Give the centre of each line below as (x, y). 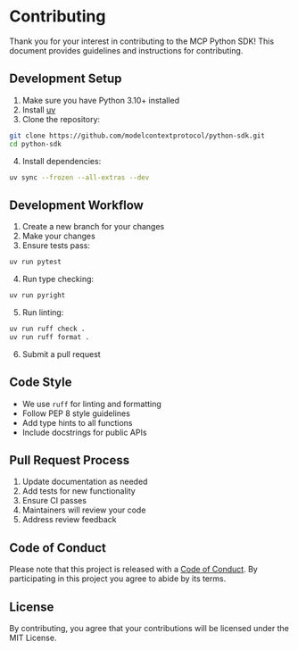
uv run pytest (36, 262)
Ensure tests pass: (56, 246)
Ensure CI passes (54, 501)
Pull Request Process (70, 460)
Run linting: (43, 312)
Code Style (41, 383)
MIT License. (33, 637)
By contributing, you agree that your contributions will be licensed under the (149, 628)
